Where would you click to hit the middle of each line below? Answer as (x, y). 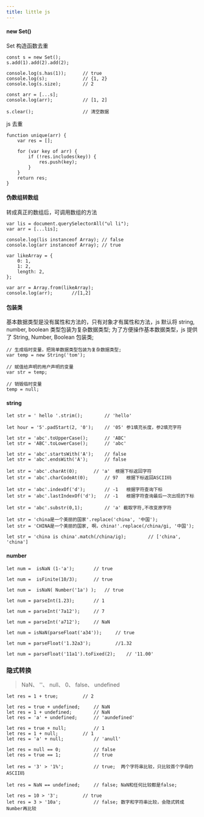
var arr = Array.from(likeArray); (50, 288)
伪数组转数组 (22, 197)
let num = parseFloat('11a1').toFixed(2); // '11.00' (80, 654)
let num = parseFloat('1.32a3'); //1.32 (69, 643)
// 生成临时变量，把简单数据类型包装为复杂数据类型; (64, 350)
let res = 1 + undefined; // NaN (58, 712)
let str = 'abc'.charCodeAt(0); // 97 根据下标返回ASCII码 (89, 478)
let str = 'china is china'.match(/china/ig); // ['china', (94, 537)
